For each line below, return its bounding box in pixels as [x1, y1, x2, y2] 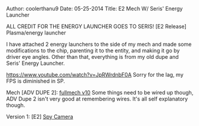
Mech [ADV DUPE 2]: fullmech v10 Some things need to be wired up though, [6, 89, 194, 96]
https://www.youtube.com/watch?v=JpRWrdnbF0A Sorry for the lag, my [6, 71, 184, 78]
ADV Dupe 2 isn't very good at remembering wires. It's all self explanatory [6, 95, 188, 102]
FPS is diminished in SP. [6, 77, 66, 84]
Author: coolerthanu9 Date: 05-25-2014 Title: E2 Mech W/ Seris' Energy [6, 5, 183, 12]
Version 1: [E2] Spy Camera [6, 113, 73, 120]
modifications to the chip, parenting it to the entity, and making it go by [6, 47, 180, 54]
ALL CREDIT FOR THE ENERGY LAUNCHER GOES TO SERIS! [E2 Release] [6, 23, 186, 30]
